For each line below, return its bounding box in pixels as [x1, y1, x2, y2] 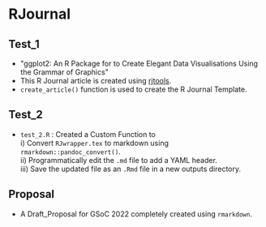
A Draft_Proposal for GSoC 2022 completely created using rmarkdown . [19, 208, 253, 219]
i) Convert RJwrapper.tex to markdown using [19, 138, 169, 148]
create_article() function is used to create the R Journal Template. [19, 84, 247, 94]
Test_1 [8, 37, 41, 51]
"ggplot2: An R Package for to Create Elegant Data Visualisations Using [19, 58, 258, 68]
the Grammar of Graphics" [19, 67, 109, 77]
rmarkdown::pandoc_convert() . [19, 147, 122, 156]
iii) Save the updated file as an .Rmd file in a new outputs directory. [19, 164, 242, 173]
